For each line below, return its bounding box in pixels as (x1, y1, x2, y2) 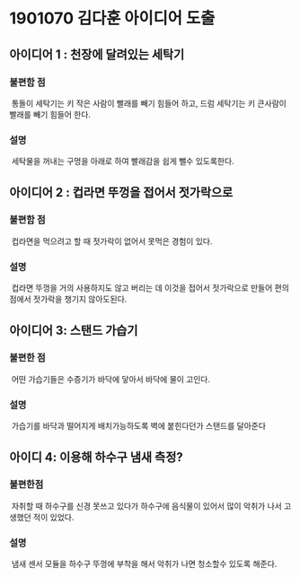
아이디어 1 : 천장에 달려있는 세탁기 (9, 47, 185, 62)
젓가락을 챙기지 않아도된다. (32, 293, 128, 305)
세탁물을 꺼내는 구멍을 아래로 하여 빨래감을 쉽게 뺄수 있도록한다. (11, 156, 235, 167)
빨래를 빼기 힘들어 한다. (9, 109, 92, 119)
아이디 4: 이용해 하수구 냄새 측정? (9, 450, 183, 465)
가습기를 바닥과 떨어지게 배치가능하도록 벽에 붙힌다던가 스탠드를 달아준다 (11, 421, 267, 432)
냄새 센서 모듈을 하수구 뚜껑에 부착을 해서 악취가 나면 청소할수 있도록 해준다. (11, 558, 278, 570)
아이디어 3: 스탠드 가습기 (9, 322, 138, 337)
